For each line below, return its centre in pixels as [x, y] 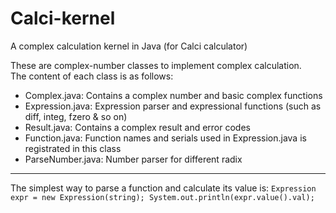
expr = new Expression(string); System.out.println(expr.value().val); [162, 197]
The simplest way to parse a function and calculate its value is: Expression [163, 188]
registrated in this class [73, 148]
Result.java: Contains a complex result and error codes [137, 127]
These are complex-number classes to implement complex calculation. [156, 65]
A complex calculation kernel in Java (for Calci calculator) [129, 46]
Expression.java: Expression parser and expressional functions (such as [173, 106]
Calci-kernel [63, 18]
